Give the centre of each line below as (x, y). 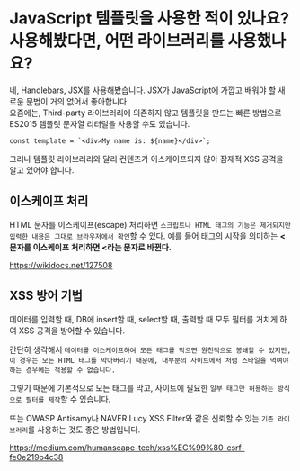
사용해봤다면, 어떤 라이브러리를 (117, 41)
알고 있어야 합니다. (42, 170)
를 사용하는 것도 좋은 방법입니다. (84, 430)
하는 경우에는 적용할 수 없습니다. (62, 370)
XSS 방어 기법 (46, 296)
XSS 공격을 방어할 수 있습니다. (72, 331)
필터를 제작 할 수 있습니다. (68, 399)
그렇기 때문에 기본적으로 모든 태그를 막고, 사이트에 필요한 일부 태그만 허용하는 (141, 387)
